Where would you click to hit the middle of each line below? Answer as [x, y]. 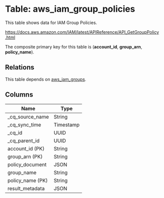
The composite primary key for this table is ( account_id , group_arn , [74, 47]
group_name [22, 173]
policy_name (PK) [28, 180]
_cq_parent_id [24, 141]
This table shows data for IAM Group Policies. [51, 23]
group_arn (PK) [25, 156]
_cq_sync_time [24, 124]
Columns [19, 95]
